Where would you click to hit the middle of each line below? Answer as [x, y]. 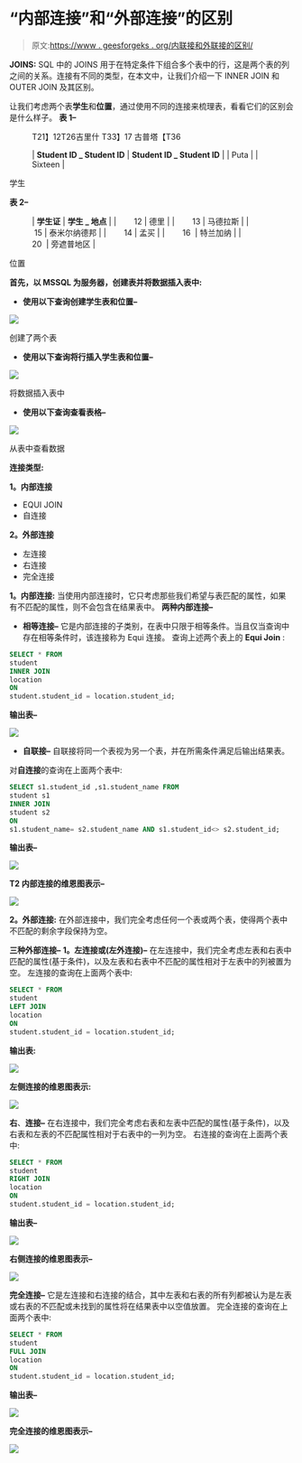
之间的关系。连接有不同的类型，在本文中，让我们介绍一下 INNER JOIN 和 [145, 75]
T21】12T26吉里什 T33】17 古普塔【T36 [106, 136]
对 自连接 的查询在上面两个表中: [66, 770]
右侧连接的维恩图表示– [51, 1258]
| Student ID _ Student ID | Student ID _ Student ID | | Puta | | [145, 154]
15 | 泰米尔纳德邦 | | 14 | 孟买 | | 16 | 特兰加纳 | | [137, 232]
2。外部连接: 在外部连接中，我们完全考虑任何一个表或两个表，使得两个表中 [149, 920]
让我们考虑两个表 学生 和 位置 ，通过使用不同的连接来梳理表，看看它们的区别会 [151, 106]
